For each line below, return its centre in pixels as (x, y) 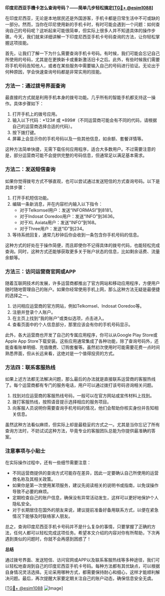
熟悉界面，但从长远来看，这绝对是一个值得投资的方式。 (61, 353)
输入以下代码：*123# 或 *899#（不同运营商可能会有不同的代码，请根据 (84, 120)
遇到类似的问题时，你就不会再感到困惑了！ (48, 539)
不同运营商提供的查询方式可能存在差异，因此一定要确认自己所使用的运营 (85, 473)
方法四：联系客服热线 (30, 367)
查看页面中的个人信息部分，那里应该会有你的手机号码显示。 (72, 324)
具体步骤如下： (29, 104)
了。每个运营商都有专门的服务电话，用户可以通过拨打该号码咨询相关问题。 (80, 385)
